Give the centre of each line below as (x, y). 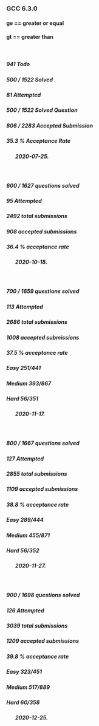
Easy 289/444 (25, 520)
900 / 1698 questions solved (43, 595)
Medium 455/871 (28, 535)
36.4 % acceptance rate (38, 247)
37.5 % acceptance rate (37, 352)
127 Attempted (25, 458)
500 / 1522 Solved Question (42, 110)
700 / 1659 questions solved (43, 291)
